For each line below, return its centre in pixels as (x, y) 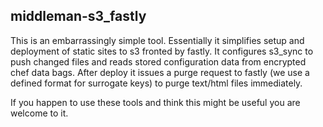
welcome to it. (39, 113)
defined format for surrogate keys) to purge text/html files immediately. (156, 83)
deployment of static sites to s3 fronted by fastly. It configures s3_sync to (162, 51)
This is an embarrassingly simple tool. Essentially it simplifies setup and (157, 40)
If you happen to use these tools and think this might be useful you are (155, 102)
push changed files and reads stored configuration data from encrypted (158, 61)
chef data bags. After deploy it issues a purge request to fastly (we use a (160, 72)
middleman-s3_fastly (78, 16)
